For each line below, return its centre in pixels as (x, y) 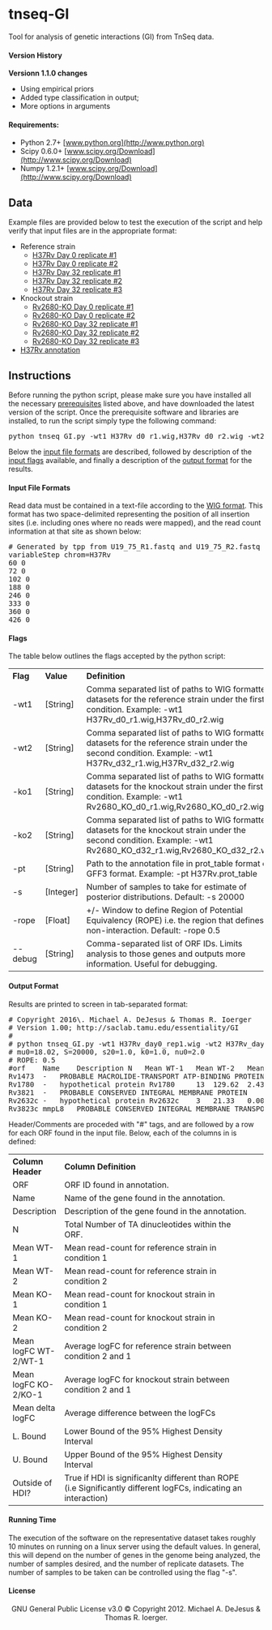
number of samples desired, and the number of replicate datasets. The (126, 1564)
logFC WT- (34, 1351)
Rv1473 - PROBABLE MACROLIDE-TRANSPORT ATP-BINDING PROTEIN (136, 1076)
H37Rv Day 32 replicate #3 (77, 290)
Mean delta (34, 1408)
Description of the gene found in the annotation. (155, 1211)
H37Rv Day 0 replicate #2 (75, 264)
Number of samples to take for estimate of (166, 887)
